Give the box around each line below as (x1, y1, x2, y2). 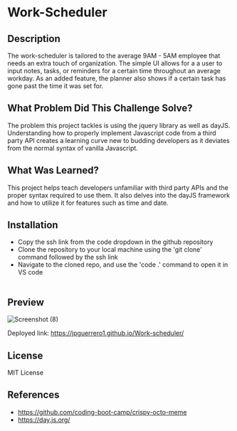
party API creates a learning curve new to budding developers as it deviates (7, 136, 230, 144)
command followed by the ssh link (17, 253, 119, 262)
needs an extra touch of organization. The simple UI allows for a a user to (7, 59, 223, 68)
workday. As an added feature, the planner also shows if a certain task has (7, 74, 226, 83)
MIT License (7, 368, 44, 377)
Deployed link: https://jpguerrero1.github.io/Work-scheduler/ (7, 329, 184, 338)
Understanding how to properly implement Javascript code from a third (7, 129, 216, 137)
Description (7, 33, 60, 45)
